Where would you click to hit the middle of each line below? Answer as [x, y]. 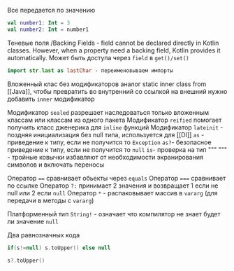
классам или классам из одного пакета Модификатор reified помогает [115, 120]
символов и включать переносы [56, 165]
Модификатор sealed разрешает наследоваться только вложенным [108, 112]
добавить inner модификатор [51, 99]
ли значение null [33, 221]
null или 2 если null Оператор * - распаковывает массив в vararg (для [112, 193]
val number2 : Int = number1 [48, 29]
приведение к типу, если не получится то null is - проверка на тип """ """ [117, 149]
